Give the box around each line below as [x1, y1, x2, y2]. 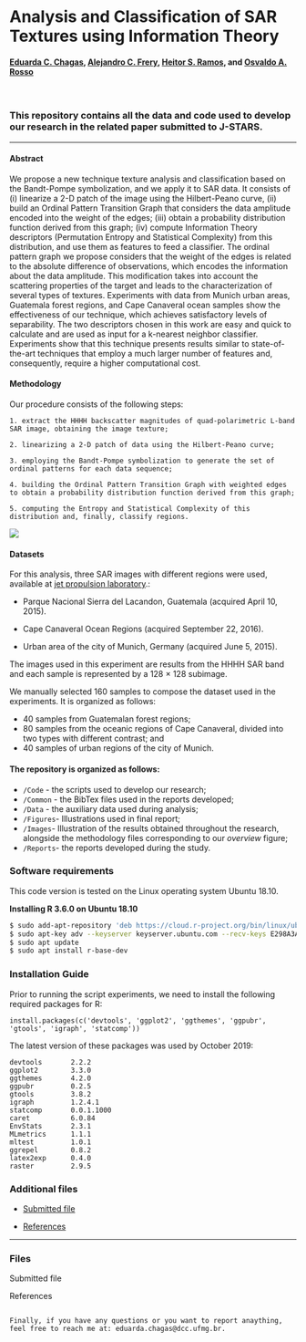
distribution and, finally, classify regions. [9, 513, 189, 522]
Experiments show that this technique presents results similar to [9, 338, 250, 349]
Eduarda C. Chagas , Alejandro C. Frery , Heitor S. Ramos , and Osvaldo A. [9, 57, 288, 68]
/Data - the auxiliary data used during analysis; [22, 803, 199, 814]
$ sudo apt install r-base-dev [9, 946, 128, 955]
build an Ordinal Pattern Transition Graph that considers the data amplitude [9, 203, 291, 213]
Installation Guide [9, 968, 89, 981]
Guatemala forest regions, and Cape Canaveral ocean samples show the [9, 299, 280, 310]
